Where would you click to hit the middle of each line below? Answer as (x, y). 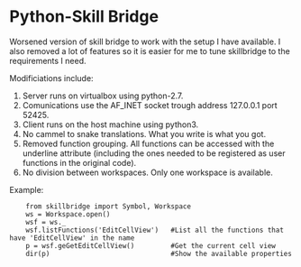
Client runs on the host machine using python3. (110, 124)
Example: (27, 189)
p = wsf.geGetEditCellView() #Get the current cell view (151, 245)
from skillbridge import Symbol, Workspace (109, 206)
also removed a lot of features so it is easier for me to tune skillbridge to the (150, 51)
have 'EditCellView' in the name (72, 238)
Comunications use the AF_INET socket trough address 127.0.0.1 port (150, 105)
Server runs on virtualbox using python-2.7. (103, 96)
